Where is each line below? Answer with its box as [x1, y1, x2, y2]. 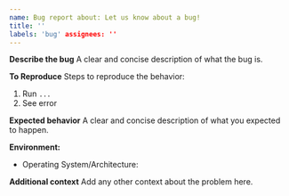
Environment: [9, 142, 60, 152]
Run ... [21, 88, 52, 99]
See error [21, 98, 58, 109]
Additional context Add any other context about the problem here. [9, 176, 253, 187]
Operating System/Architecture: [21, 159, 140, 170]
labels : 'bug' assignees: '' [9, 29, 117, 38]
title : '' [9, 21, 46, 30]
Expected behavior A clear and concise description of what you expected [9, 115, 281, 126]
